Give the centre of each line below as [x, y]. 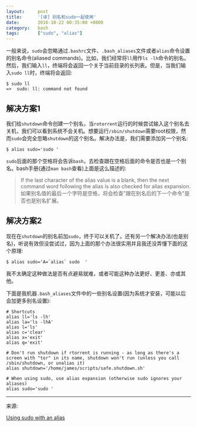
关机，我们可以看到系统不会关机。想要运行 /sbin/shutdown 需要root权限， [94, 131]
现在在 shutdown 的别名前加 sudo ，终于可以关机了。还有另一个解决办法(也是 [95, 236]
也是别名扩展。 [44, 201]
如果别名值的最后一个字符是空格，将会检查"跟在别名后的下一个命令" [102, 193]
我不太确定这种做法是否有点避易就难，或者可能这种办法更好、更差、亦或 [93, 273]
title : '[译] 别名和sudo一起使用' [51, 17]
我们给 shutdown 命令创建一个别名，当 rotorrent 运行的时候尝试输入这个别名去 [98, 123]
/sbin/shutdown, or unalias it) [45, 363]
